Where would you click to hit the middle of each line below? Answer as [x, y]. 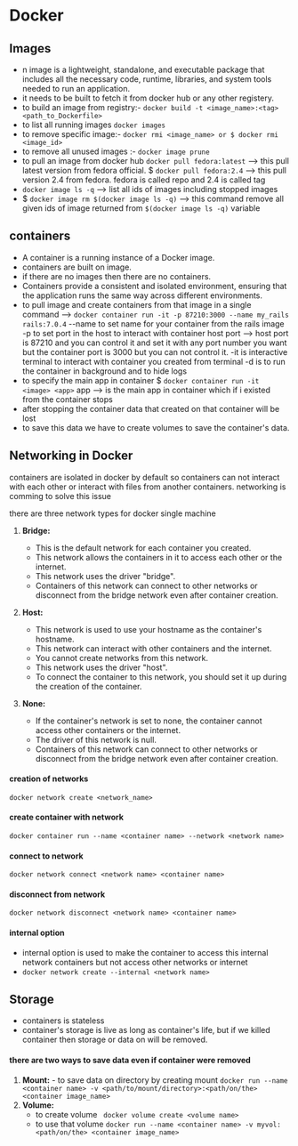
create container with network [67, 817]
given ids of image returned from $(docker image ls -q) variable [141, 208]
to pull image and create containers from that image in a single [137, 304]
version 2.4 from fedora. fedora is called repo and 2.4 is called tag [144, 180]
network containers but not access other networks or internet [135, 962]
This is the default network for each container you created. [143, 547]
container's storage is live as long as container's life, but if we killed [146, 1030]
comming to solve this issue [60, 496]
